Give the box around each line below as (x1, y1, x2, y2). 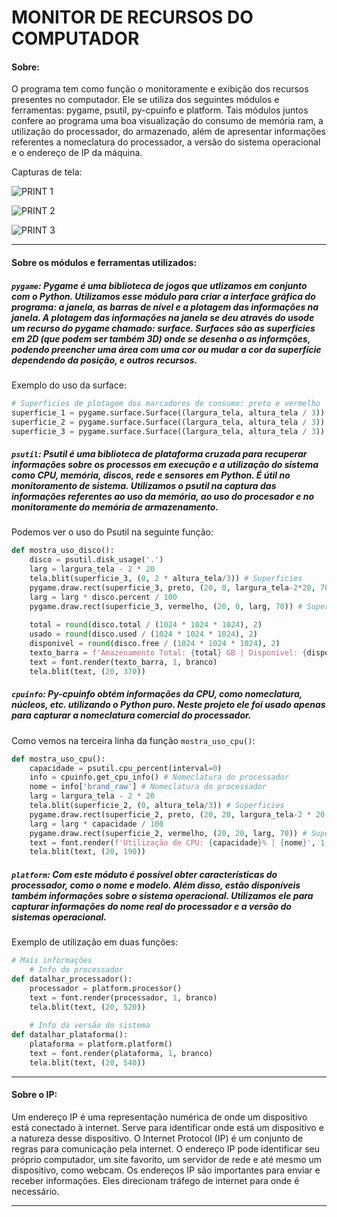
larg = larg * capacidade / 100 (29, 819, 164, 829)
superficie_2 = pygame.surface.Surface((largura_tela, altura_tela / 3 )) (11, 417, 326, 427)
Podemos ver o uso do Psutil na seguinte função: (11, 526, 214, 538)
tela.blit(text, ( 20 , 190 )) (29, 847, 146, 857)
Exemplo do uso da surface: (11, 379, 127, 391)
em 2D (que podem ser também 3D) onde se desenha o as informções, (11, 332, 311, 345)
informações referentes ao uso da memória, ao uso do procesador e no (11, 491, 315, 503)
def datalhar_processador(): (11, 974, 133, 984)
